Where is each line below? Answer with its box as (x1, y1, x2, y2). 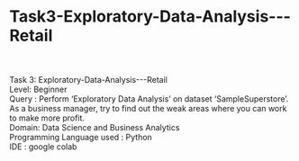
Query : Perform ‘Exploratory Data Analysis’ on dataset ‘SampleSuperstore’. (9, 93, 289, 104)
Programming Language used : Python (9, 131, 153, 142)
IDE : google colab (9, 141, 77, 152)
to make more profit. (9, 112, 86, 123)
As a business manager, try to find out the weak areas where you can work (9, 103, 287, 113)
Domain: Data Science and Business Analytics (9, 121, 180, 132)
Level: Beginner (9, 84, 68, 94)
